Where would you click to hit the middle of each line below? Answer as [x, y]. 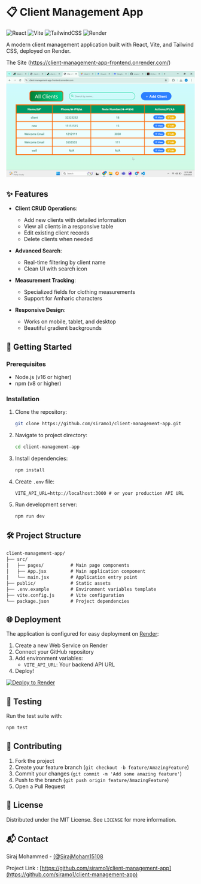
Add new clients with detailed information [75, 220]
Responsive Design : [40, 310]
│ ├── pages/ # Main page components [68, 565]
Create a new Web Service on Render [61, 645]
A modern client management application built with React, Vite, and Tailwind [100, 44]
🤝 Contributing [34, 746]
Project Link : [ [24, 868]
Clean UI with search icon [56, 269]
